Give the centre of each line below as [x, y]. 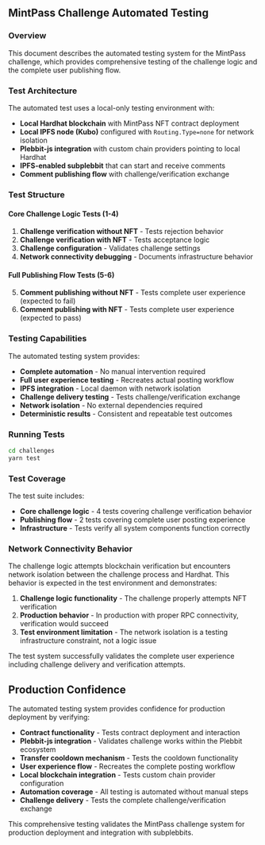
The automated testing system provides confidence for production [117, 709]
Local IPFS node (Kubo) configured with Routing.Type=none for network [137, 131]
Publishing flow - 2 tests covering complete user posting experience [132, 520]
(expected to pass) [50, 318]
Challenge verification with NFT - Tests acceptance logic [115, 240]
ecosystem [38, 750]
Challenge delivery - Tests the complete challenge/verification [123, 800]
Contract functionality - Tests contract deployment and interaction [130, 733]
